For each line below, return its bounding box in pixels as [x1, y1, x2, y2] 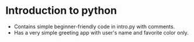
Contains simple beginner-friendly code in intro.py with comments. [13, 23, 175, 30]
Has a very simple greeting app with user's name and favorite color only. [13, 29, 189, 36]
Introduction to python [5, 4, 117, 17]
